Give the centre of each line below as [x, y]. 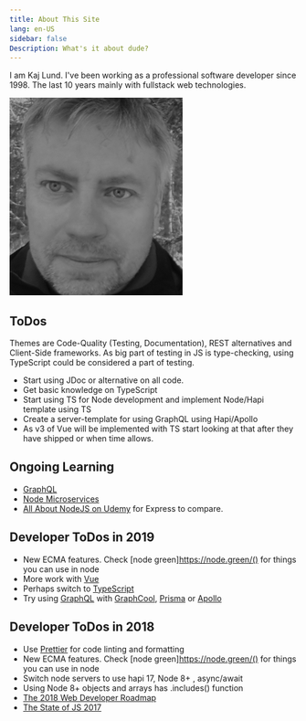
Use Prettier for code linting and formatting [103, 649]
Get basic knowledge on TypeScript [90, 390]
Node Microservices [61, 499]
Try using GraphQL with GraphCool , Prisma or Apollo [122, 598]
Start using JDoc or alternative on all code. [103, 380]
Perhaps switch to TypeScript [78, 588]
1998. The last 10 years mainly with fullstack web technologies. [128, 85]
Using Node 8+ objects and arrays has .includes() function [133, 688]
